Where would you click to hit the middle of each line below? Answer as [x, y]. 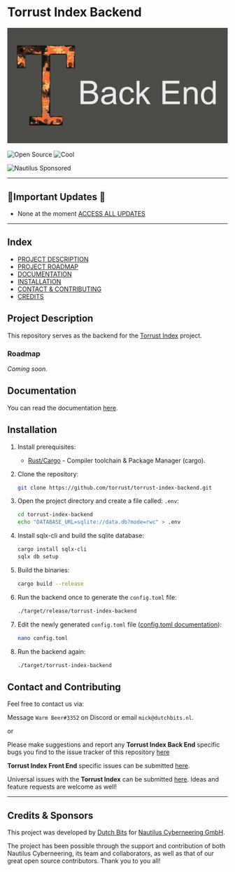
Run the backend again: [51, 651]
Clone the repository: [48, 474]
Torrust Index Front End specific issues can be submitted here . [99, 766]
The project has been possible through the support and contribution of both [116, 846]
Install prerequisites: [47, 447]
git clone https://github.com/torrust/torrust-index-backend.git [114, 488]
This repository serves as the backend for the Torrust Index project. [105, 335]
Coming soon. [27, 368]
